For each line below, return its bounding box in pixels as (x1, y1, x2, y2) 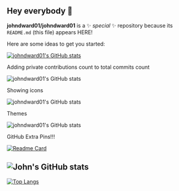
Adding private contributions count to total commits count (7, 63, 150, 71)
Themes (7, 110, 28, 117)
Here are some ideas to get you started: (7, 40, 106, 47)
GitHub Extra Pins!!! (7, 133, 55, 140)
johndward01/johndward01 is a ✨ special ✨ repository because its (7, 22, 173, 29)
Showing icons (7, 86, 44, 93)
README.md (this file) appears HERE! (7, 28, 93, 36)
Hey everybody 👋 (7, 6, 73, 16)
